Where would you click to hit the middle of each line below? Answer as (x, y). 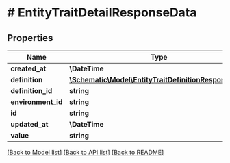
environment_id (37, 102)
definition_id (31, 91)
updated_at (29, 124)
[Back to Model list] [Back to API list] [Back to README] (86, 152)
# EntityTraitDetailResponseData (102, 13)
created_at (28, 68)
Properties (30, 38)
